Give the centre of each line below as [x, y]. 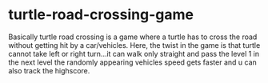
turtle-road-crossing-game [101, 15]
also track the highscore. [49, 70]
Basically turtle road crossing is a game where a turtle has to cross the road [133, 37]
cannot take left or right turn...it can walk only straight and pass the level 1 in [134, 53]
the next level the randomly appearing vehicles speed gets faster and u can [133, 62]
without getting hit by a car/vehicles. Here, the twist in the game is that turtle [134, 45]
